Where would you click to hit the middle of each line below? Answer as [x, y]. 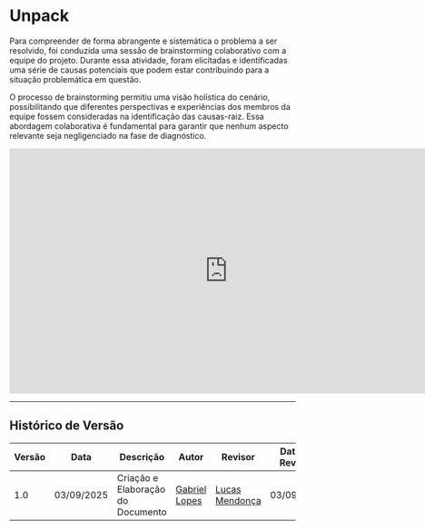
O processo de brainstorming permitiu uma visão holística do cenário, [140, 97]
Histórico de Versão [67, 426]
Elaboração [141, 489]
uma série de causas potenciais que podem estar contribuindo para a [139, 70]
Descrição [142, 456]
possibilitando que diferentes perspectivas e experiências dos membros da [150, 106]
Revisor [238, 456]
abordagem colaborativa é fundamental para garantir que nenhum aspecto [149, 126]
